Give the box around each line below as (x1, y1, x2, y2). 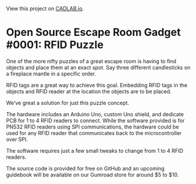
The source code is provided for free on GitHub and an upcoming (6, 165, 165, 172)
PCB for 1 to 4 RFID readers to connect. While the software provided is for (6, 117, 185, 124)
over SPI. (6, 136, 28, 143)
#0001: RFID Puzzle (6, 38, 104, 52)
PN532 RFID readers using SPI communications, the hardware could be (6, 123, 180, 130)
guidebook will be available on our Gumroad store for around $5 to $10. (6, 171, 179, 178)
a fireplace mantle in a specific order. (6, 70, 96, 77)
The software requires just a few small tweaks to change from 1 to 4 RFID (6, 147, 184, 154)
